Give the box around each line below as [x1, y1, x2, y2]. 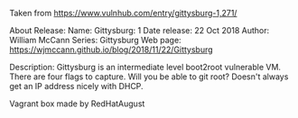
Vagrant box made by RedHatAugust [9, 98, 145, 109]
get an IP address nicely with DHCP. [9, 81, 144, 91]
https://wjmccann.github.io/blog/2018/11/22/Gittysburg [9, 44, 214, 55]
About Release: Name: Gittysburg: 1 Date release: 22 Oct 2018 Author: [9, 25, 270, 35]
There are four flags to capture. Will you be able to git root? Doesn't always [9, 71, 289, 82]
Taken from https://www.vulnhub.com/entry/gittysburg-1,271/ [9, 8, 237, 18]
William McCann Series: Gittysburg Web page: [9, 35, 182, 45]
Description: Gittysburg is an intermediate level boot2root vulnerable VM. [9, 62, 282, 72]
